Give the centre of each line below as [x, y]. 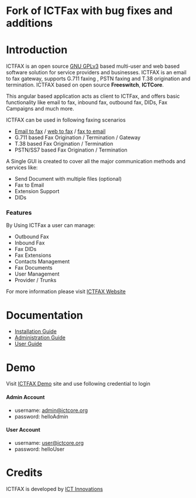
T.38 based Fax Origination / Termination [64, 144]
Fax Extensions [33, 255]
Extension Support [37, 191]
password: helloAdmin [41, 416]
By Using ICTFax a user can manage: [51, 225]
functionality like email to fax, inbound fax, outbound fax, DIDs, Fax [87, 102]
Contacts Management [42, 262]
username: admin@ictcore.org [51, 410]
